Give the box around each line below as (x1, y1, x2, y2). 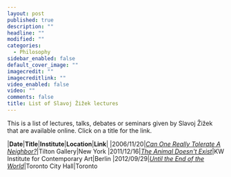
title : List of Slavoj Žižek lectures (7, 100, 119, 107)
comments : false (7, 94, 54, 101)
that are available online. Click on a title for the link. (7, 126, 152, 135)
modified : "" (7, 36, 45, 43)
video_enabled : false (7, 81, 70, 88)
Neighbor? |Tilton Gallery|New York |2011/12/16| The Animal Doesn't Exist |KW (7, 147, 224, 156)
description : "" (7, 23, 54, 30)
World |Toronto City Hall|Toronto (7, 162, 98, 170)
